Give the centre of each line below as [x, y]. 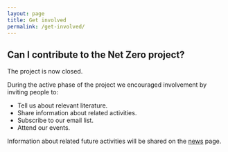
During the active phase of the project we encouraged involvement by [107, 85]
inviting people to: [33, 92]
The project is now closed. [45, 71]
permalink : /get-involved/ [46, 26]
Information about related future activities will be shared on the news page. [114, 141]
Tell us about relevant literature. [62, 105]
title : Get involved [37, 20]
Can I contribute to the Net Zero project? [96, 54]
